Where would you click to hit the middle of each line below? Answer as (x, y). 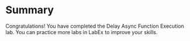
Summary (30, 10)
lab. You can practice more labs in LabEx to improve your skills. (82, 32)
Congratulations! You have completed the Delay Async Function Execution (95, 26)
